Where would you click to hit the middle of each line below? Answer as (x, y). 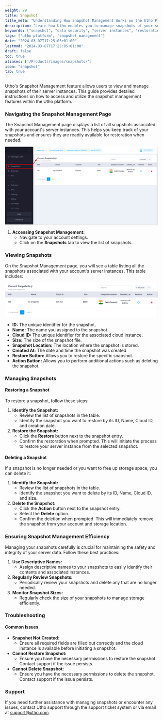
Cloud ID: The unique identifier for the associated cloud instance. (77, 335)
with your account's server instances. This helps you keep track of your (77, 130)
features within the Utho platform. (39, 101)
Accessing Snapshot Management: (48, 232)
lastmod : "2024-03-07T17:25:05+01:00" (44, 46)
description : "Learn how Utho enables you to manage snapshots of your (79, 26)
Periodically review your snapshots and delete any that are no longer (88, 582)
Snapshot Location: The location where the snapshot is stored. (75, 345)
